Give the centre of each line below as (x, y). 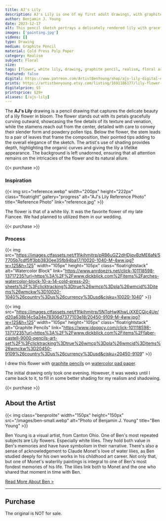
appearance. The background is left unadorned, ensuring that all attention (80, 153)
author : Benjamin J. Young (33, 19)
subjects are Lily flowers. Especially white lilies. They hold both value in (78, 441)
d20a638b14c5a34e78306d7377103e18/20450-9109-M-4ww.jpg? (73, 317)
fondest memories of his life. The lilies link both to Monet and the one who (81, 467)
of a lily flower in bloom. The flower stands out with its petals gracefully (78, 116)
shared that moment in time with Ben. (43, 472)
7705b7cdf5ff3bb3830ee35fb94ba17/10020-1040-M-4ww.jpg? (70, 260)
